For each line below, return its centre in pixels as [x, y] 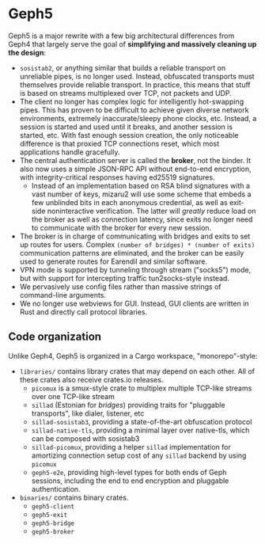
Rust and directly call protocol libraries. [83, 312]
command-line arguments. [63, 295]
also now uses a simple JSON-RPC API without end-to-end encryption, [135, 169]
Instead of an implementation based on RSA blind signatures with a [141, 185]
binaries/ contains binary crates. [74, 497]
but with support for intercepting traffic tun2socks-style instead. [124, 278]
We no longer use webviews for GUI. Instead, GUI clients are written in [134, 303]
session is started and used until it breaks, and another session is [126, 127]
